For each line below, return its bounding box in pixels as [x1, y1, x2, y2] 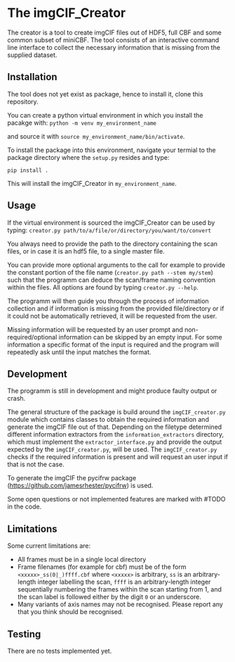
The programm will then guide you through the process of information [7, 296, 209, 305]
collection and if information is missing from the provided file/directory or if [7, 304, 224, 313]
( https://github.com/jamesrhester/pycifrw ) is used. [7, 481, 154, 490]
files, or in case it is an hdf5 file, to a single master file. [7, 246, 165, 255]
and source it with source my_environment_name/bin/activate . [7, 132, 185, 140]
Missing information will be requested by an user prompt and [7, 325, 184, 334]
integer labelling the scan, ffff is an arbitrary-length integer [37, 577, 211, 586]
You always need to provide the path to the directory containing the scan [7, 239, 218, 248]
